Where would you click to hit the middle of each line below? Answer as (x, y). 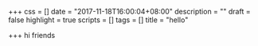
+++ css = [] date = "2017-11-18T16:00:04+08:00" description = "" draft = (129, 11)
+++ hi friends (32, 35)
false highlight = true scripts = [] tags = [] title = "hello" (98, 20)
